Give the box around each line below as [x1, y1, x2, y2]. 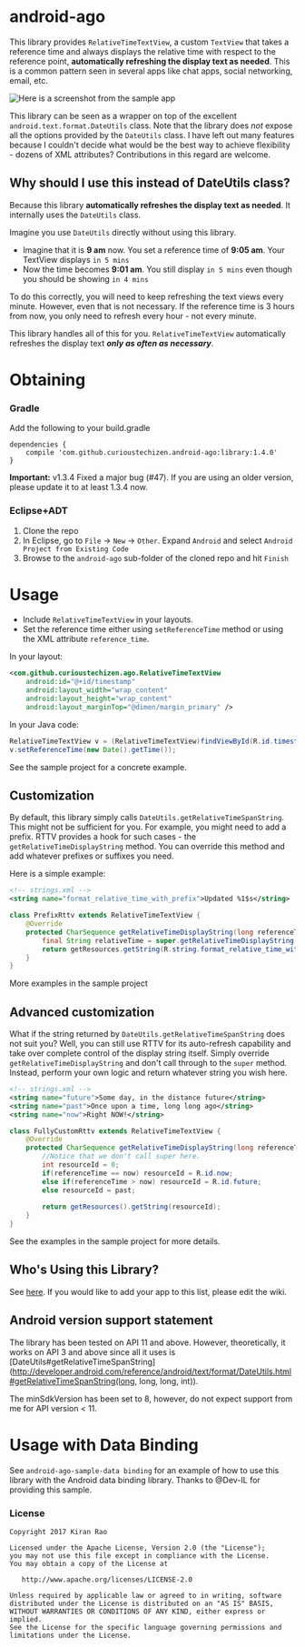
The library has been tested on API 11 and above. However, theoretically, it [9, 1337, 286, 1348]
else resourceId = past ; [42, 1185, 136, 1195]
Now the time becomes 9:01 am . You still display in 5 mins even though [22, 264, 293, 275]
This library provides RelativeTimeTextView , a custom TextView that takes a [9, 36, 290, 47]
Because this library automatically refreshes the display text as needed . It [9, 199, 290, 210]
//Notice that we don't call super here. [42, 1152, 202, 1161]
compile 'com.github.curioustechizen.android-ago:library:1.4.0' [25, 448, 279, 457]
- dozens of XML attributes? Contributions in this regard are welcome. [9, 148, 271, 160]
